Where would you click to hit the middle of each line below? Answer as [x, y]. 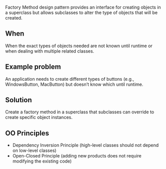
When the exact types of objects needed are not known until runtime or [79, 46]
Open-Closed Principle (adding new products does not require [77, 156]
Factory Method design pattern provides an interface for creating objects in [83, 7]
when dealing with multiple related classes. [50, 51]
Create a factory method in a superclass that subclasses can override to [80, 112]
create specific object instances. [39, 117]
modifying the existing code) [42, 161]
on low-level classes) [34, 150]
